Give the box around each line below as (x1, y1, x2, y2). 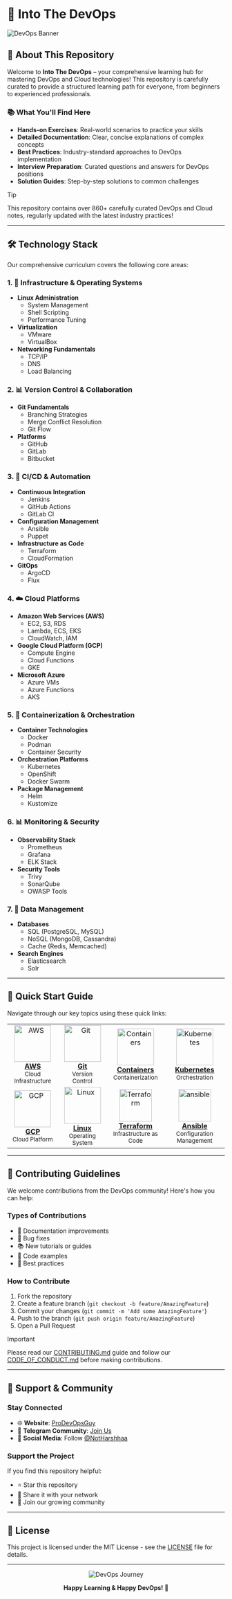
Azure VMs (27, 678, 60, 687)
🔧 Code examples (17, 1252, 68, 1260)
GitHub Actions (27, 502, 71, 511)
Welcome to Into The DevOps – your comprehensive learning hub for (7, 67, 204, 75)
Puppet (27, 532, 48, 540)
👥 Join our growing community (17, 1498, 105, 1506)
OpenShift (27, 770, 57, 778)
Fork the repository (17, 1292, 72, 1301)
